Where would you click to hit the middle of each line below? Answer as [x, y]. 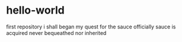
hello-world [36, 10]
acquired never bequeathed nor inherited [56, 33]
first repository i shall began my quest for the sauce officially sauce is [91, 27]
